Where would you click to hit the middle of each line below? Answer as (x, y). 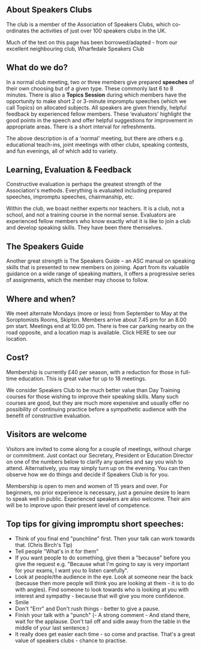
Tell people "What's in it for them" (57, 551)
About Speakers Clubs (49, 10)
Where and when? (41, 299)
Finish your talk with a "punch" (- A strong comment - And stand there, (103, 615)
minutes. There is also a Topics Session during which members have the (96, 95)
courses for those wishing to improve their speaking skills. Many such (92, 396)
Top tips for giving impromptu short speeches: (95, 524)
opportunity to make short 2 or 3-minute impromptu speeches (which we (97, 101)
